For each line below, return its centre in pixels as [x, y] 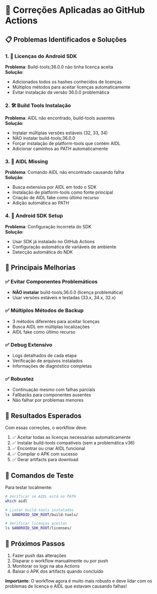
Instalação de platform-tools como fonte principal [63, 192]
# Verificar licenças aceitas [36, 524]
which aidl [16, 501]
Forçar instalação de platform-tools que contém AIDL [66, 144]
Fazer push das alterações [39, 556]
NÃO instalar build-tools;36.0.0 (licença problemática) [68, 292]
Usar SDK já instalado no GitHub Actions [53, 241]
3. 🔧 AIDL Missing [27, 162]
